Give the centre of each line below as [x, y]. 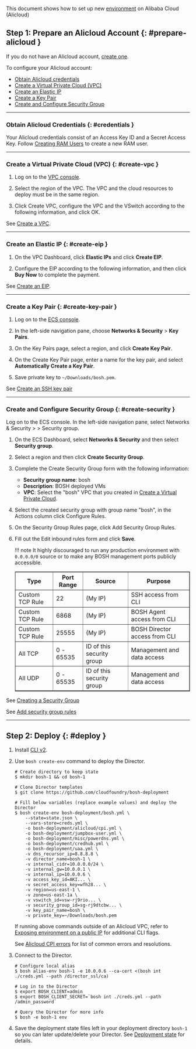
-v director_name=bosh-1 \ [58, 859]
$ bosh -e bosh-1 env [41, 1017]
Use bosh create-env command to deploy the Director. [80, 761]
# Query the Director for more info [59, 1012]
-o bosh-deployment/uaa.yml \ [62, 849]
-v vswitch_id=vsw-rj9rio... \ [63, 900]
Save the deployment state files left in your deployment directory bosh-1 [101, 1028]
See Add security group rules [41, 712]
